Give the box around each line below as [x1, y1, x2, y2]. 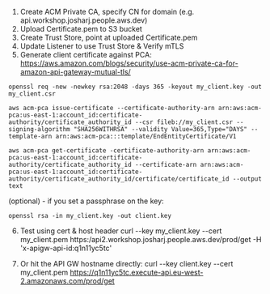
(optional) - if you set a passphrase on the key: [8, 196, 164, 206]
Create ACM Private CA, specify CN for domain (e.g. [19, 7, 195, 16]
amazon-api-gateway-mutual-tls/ [19, 67, 131, 76]
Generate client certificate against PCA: [19, 50, 152, 59]
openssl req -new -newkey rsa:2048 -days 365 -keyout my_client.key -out [8, 83, 263, 91]
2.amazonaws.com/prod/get [19, 276, 115, 286]
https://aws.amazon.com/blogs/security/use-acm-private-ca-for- [19, 58, 238, 68]
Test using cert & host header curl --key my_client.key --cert [19, 226, 222, 236]
